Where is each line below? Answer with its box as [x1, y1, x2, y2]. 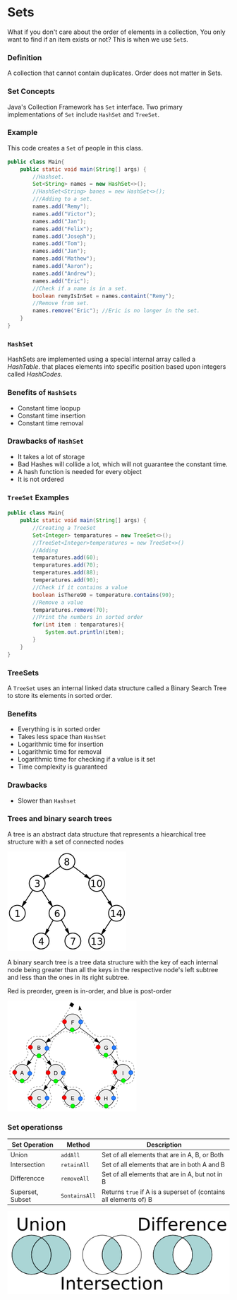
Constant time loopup [17, 403, 81, 412]
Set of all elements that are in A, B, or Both [102, 1150, 224, 1159]
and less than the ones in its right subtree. [7, 973, 130, 981]
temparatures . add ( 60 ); [32, 554, 99, 562]
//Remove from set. [32, 300, 90, 307]
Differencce [10, 1174, 44, 1182]
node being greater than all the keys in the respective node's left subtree [7, 965, 219, 974]
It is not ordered [17, 475, 65, 483]
